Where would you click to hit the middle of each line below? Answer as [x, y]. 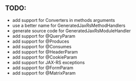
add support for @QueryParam [44, 36]
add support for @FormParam [43, 68]
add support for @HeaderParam [45, 52]
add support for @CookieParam [45, 57]
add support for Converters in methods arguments [64, 20]
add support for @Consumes [42, 46]
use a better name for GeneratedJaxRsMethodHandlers [69, 25]
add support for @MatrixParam [44, 73]
